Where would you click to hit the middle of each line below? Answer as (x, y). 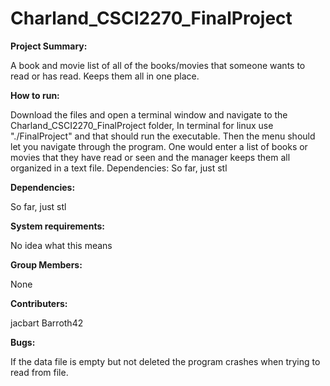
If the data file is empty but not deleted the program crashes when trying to (165, 361)
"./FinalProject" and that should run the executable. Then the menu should (163, 136)
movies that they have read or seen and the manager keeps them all (150, 157)
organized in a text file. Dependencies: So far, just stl (119, 168)
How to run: (35, 95)
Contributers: (39, 303)
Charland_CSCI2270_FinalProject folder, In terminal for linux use (142, 125)
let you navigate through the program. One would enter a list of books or (159, 146)
